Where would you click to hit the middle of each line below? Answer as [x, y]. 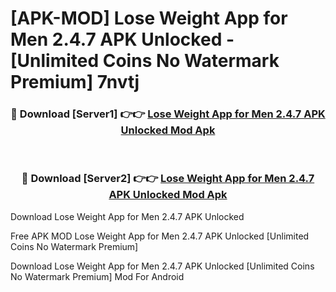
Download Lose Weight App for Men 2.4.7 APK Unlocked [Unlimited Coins [162, 266]
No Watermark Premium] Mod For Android [97, 276]
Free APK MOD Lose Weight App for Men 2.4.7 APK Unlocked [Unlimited [160, 236]
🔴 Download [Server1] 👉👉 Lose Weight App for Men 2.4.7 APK [168, 114]
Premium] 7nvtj [75, 82]
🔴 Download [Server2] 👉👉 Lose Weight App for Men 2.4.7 [168, 179]
